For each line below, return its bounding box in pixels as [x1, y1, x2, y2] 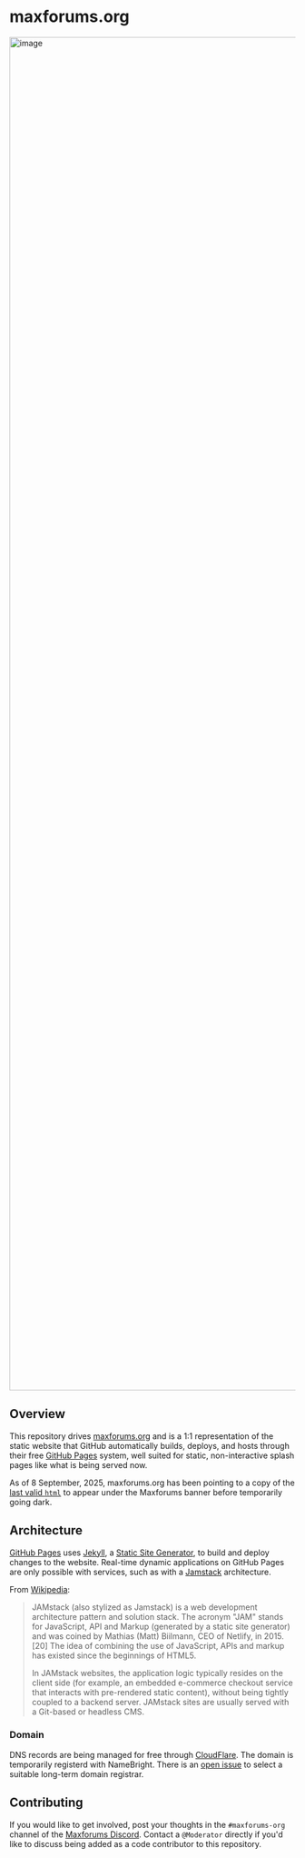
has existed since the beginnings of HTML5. [31, 1650, 197, 1661]
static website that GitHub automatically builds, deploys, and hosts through [9, 1440, 290, 1451]
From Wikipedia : [9, 1583, 71, 1594]
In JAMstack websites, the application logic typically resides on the [31, 1667, 284, 1678]
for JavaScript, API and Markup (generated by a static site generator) [31, 1621, 290, 1632]
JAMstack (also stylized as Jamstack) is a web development [31, 1602, 258, 1613]
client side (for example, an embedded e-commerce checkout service [31, 1677, 293, 1688]
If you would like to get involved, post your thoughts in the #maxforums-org [9, 1819, 286, 1830]
